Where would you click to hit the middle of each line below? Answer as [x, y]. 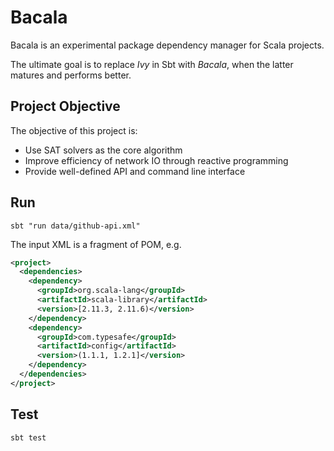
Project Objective [65, 106]
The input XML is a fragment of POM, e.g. [96, 244]
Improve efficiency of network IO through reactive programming [156, 160]
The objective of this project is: [74, 130]
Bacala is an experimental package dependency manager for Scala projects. [167, 45]
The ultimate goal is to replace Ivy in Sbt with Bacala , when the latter [152, 64]
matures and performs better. [71, 75]
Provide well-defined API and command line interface [135, 171]
